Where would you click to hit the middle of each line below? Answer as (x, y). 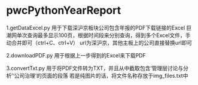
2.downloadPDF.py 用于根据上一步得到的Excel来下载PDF (76, 55)
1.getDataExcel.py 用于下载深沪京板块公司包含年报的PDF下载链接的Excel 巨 (99, 28)
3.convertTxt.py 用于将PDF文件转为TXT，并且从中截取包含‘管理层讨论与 (95, 68)
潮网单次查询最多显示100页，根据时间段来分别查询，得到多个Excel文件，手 (98, 35)
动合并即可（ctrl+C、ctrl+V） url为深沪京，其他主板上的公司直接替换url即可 (99, 42)
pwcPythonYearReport (64, 10)
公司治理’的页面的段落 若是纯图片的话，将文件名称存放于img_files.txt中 (101, 75)
